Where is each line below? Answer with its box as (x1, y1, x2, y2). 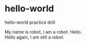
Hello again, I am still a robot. (4, 34, 64, 40)
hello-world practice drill (4, 19, 55, 25)
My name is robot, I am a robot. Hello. (4, 29, 82, 35)
